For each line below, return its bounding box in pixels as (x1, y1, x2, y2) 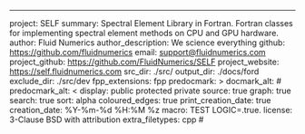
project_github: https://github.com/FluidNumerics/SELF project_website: (9, 56, 280, 67)
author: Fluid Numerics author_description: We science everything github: (9, 37, 286, 48)
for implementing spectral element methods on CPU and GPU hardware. (9, 28, 280, 38)
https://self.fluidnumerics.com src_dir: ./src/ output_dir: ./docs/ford (9, 66, 260, 77)
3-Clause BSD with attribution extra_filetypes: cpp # (9, 114, 204, 125)
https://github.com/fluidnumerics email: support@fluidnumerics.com (9, 47, 266, 57)
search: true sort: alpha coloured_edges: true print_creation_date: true (9, 95, 271, 105)
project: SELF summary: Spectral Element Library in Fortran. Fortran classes (9, 18, 293, 28)
